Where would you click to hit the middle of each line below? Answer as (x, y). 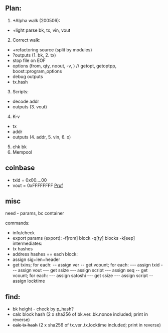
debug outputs (28, 76)
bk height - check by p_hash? (43, 309)
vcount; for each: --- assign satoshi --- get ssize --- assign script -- (83, 276)
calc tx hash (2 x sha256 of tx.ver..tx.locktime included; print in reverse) (87, 325)
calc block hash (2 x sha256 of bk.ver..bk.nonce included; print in (80, 314)
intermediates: (27, 243)
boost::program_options (37, 71)
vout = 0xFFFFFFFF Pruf (38, 185)
